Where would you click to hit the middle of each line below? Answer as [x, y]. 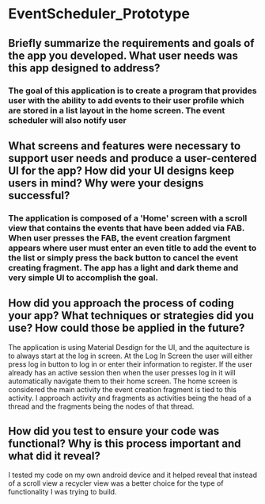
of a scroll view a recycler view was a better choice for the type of [116, 483]
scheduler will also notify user [67, 120]
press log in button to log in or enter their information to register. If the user [131, 364]
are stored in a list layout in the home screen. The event [117, 110]
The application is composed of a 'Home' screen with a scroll [128, 217]
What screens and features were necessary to [125, 146]
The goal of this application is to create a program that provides [132, 90]
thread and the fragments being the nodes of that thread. [101, 406]
